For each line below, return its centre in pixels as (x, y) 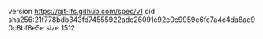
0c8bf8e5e (26, 28)
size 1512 (61, 28)
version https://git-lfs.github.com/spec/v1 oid (82, 11)
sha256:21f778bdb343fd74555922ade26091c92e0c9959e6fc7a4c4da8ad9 (131, 19)
